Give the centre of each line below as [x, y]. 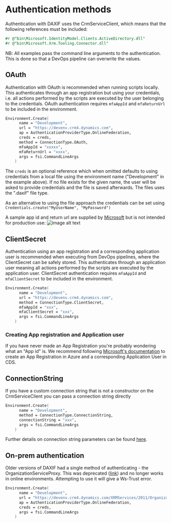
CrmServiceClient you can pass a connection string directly [68, 396]
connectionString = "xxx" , [48, 420]
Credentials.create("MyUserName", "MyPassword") [58, 208]
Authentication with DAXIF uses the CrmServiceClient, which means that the [86, 24]
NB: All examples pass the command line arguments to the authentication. [83, 53]
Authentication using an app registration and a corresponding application [82, 251]
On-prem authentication [45, 455]
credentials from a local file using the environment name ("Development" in [85, 177]
